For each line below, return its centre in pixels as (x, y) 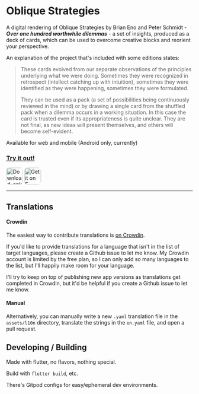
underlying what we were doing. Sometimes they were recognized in (104, 75)
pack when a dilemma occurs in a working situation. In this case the (103, 112)
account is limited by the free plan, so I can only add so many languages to (97, 259)
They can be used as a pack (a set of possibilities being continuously (105, 100)
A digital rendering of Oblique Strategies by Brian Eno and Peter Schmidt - (97, 27)
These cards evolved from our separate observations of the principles (106, 69)
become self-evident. (47, 131)
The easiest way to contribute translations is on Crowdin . (76, 235)
